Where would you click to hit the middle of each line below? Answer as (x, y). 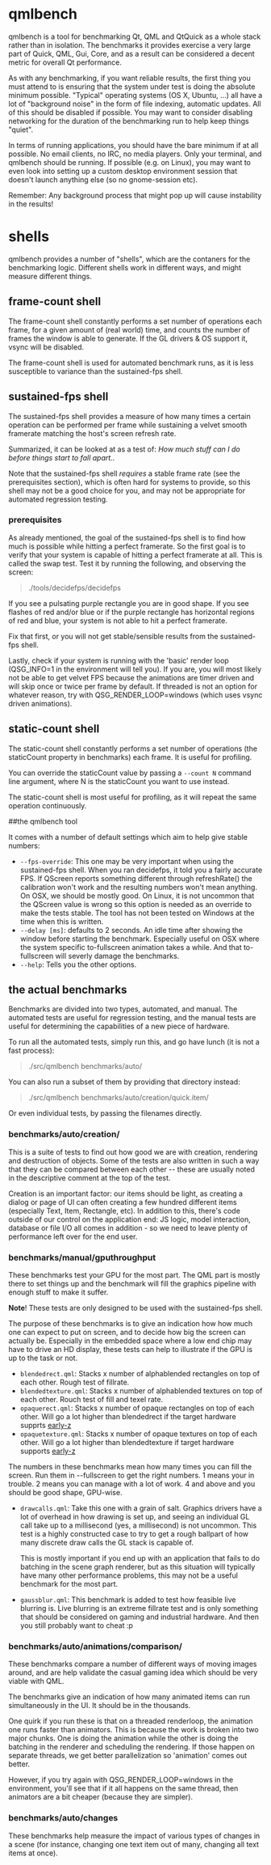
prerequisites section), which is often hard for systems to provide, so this (129, 481)
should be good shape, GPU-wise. (65, 1493)
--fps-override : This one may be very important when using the (127, 861)
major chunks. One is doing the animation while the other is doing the (124, 1738)
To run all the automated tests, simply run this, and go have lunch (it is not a (134, 1042)
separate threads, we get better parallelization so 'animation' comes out (128, 1756)
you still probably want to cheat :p (76, 1626)
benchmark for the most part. (69, 1584)
